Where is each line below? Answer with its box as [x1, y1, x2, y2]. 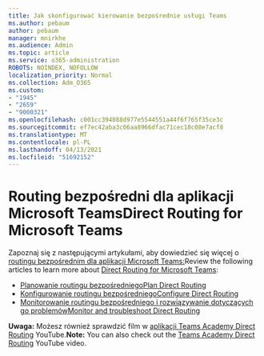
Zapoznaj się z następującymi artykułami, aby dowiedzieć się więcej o [8, 248, 239, 258]
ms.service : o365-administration [8, 57, 120, 65]
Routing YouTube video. [8, 338, 87, 348]
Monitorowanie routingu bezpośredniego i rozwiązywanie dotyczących [19, 298, 254, 307]
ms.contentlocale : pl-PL [8, 138, 91, 146]
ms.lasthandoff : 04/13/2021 [8, 146, 102, 154]
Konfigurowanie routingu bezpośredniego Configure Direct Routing [19, 289, 238, 298]
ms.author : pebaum [8, 19, 70, 27]
